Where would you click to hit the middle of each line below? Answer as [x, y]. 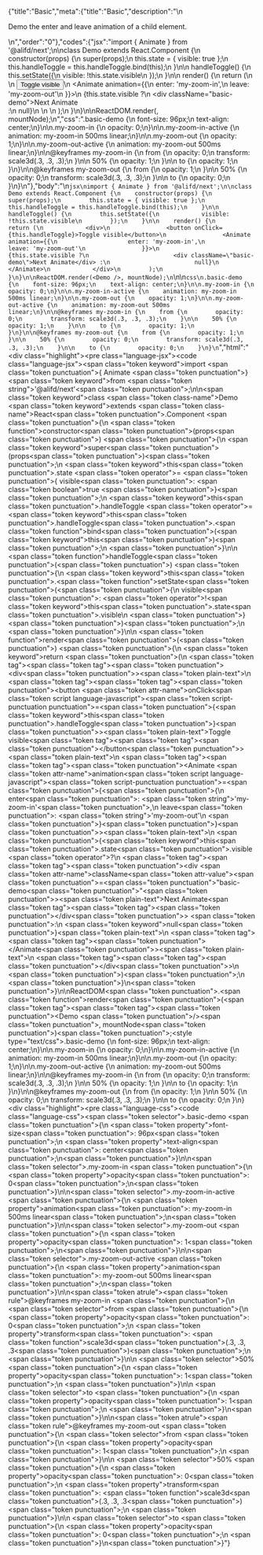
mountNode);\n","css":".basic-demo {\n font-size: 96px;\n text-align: [119, 119]
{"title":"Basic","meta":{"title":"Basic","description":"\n [95, 11]
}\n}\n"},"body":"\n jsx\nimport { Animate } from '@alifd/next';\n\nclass [130, 186]
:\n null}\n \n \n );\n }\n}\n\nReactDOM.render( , [84, 111]
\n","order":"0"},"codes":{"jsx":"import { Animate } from [98, 42]
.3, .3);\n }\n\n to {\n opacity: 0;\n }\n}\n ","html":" [128, 347]
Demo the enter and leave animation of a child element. [97, 26]
